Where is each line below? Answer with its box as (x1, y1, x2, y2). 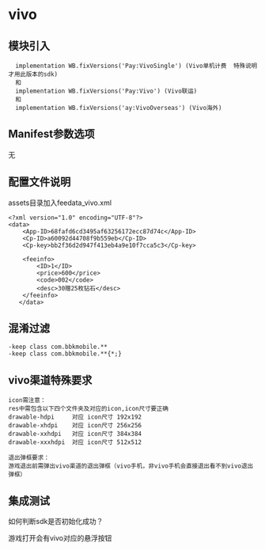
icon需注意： (8, 396, 47, 404)
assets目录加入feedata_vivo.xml (8, 198, 112, 207)
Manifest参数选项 (8, 127, 95, 141)
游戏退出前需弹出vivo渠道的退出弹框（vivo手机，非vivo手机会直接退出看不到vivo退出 (8, 462, 254, 470)
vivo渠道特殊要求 (8, 374, 93, 387)
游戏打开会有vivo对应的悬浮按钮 (8, 533, 112, 543)
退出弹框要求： (8, 453, 50, 462)
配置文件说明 (8, 176, 71, 189)
